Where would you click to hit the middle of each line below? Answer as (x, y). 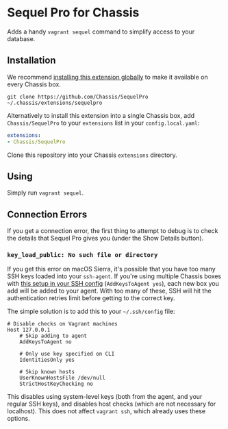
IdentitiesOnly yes (47, 360)
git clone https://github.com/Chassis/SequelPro (78, 97)
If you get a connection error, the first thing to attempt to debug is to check (113, 231)
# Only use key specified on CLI (67, 354)
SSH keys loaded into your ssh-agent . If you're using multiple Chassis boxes (114, 276)
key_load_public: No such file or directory (83, 255)
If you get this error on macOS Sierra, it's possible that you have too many (111, 269)
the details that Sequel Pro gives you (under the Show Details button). (105, 238)
